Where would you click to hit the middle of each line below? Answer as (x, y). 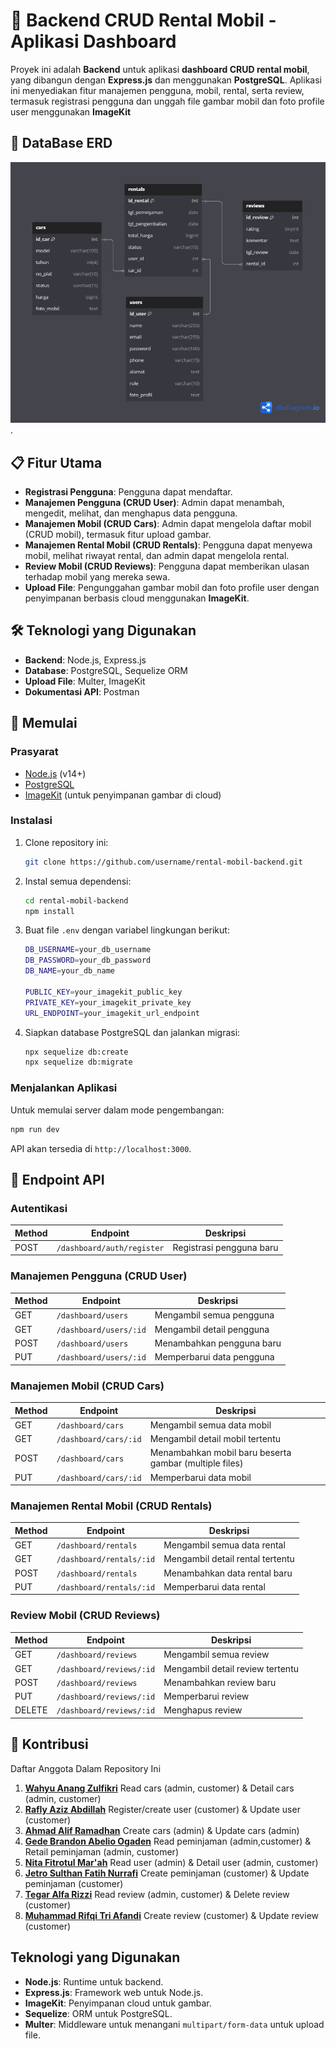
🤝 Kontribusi (49, 1744)
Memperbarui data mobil (200, 1477)
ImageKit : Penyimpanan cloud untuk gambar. (118, 2003)
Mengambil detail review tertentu (231, 1668)
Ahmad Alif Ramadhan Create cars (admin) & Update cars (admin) (162, 1830)
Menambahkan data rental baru (228, 1573)
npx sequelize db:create (76, 1052)
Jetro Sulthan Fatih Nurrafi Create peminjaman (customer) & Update (167, 1873)
